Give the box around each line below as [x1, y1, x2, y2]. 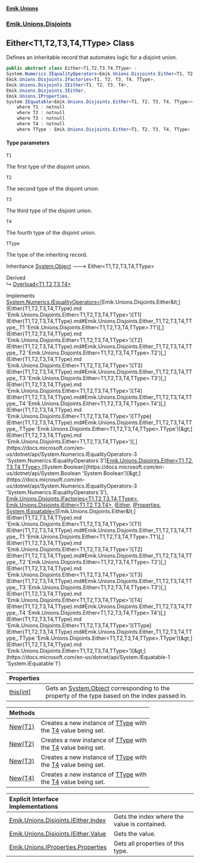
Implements [6, 292, 35, 300]
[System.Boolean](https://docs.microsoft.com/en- [42, 463, 165, 471]
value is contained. [114, 820, 167, 828]
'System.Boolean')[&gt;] [82, 470, 141, 477]
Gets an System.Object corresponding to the [45, 684, 170, 692]
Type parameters [6, 139, 50, 146]
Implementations [9, 803, 58, 811]
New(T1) [9, 723, 35, 731]
